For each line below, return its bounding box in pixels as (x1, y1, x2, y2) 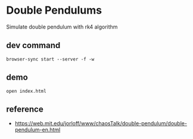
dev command (6, 40, 61, 50)
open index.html (6, 88, 46, 94)
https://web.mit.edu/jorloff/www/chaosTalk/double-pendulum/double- (14, 120, 188, 127)
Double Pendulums (6, 4, 102, 17)
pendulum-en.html (14, 126, 61, 134)
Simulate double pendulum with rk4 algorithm (6, 23, 118, 30)
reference (6, 104, 43, 114)
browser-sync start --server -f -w (6, 56, 95, 62)
